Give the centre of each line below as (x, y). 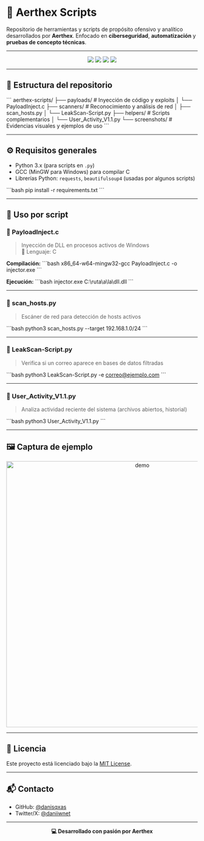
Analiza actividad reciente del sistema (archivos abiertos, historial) (104, 409)
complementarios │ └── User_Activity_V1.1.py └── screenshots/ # (89, 119)
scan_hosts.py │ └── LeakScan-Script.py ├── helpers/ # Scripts (88, 112)
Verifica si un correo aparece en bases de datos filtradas (92, 363)
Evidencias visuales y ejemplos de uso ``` (58, 126)
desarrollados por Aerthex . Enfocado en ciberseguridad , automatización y (101, 35)
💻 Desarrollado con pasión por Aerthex (102, 831)
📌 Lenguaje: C (39, 252)
